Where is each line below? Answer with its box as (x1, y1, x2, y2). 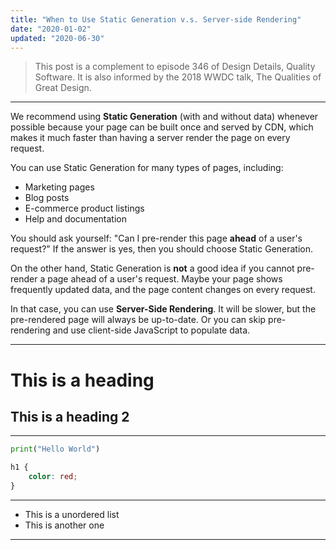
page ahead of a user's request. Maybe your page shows (47, 273, 283, 285)
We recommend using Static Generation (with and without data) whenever (10, 111, 319, 123)
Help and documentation (24, 213, 127, 225)
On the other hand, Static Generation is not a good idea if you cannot (10, 262, 295, 275)
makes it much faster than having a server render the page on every (10, 132, 291, 144)
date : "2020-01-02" (10, 24, 92, 34)
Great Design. (34, 82, 92, 94)
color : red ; (28, 472, 78, 482)
